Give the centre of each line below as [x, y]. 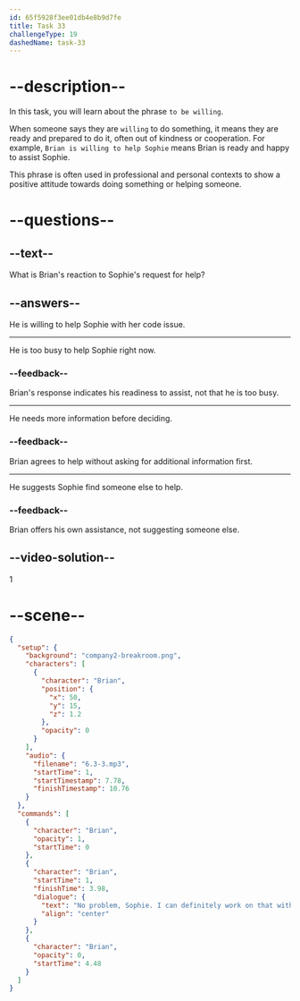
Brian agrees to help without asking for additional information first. [131, 461]
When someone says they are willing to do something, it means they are [144, 129]
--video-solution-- [62, 558]
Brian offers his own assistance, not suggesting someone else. [125, 530]
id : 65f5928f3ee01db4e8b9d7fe [66, 17]
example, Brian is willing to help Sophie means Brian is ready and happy [150, 148]
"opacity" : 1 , [59, 839]
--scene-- [47, 615]
